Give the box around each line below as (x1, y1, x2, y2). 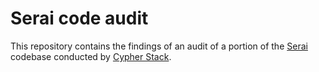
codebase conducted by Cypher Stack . (10, 50, 172, 62)
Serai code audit (10, 7, 149, 30)
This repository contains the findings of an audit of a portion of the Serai (10, 40, 308, 52)
